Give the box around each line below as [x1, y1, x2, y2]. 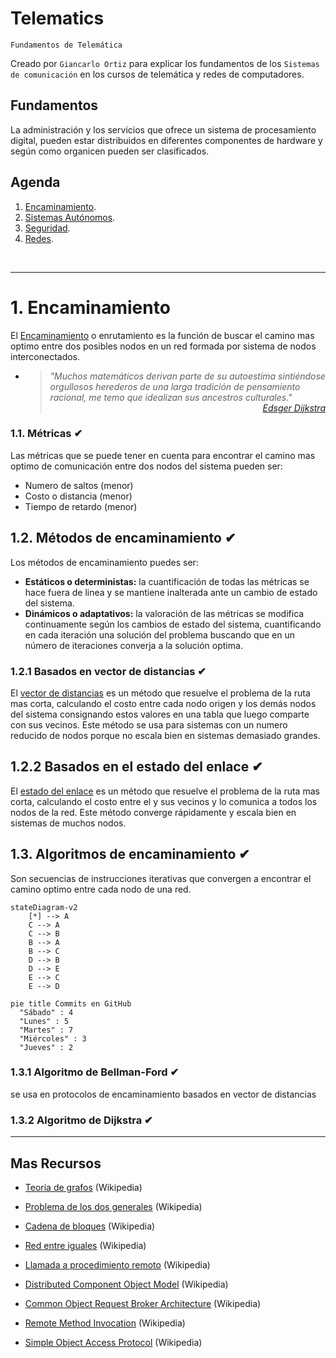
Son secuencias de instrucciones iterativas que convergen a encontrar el [10, 872, 312, 884]
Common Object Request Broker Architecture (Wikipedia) [24, 1297, 262, 1309]
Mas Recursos [10, 1155, 102, 1172]
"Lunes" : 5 [19, 1016, 70, 1026]
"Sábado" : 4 [19, 1007, 74, 1017]
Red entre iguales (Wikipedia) [24, 1239, 147, 1251]
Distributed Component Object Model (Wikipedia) [24, 1278, 229, 1290]
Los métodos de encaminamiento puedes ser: [10, 556, 199, 568]
